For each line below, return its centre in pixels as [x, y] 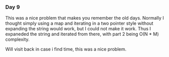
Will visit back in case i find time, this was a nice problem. [66, 49]
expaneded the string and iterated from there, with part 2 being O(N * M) [82, 34]
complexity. [17, 39]
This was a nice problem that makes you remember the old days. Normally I [85, 18]
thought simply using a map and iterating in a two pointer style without [79, 23]
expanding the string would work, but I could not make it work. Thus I [78, 29]
